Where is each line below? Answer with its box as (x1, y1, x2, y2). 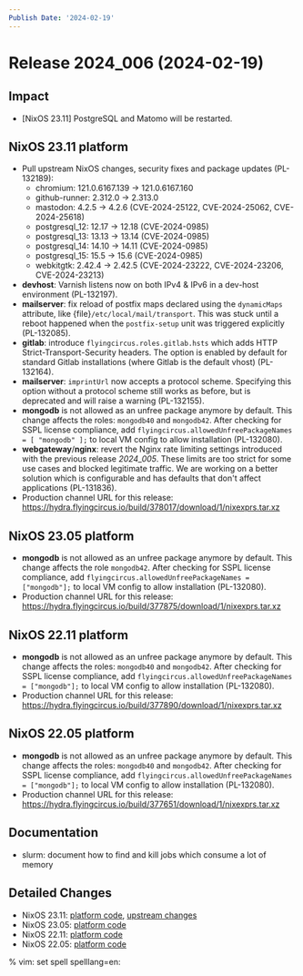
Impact (8, 88, 49, 105)
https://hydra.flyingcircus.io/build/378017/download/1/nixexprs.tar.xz (21, 502, 280, 513)
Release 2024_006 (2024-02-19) (8, 52, 265, 73)
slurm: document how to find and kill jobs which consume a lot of (21, 849, 267, 860)
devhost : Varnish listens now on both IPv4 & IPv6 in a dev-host (21, 280, 259, 290)
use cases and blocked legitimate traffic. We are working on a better (21, 463, 278, 474)
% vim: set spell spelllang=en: (8, 956, 121, 967)
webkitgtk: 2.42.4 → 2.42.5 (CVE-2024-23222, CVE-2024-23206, (35, 260, 284, 271)
